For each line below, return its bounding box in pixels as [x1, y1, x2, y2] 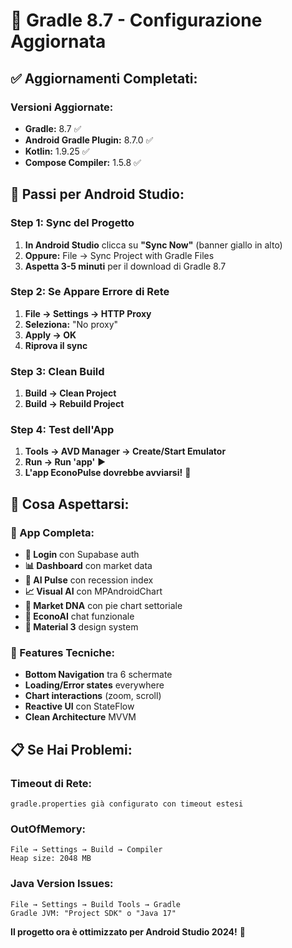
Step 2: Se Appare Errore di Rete [10, 285, 170, 299]
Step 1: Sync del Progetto [10, 216, 135, 230]
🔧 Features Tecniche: [10, 646, 116, 660]
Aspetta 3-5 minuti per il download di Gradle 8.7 [24, 260, 227, 272]
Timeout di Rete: [10, 776, 93, 790]
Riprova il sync [24, 339, 88, 351]
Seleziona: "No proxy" [24, 318, 119, 330]
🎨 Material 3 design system [24, 621, 139, 633]
